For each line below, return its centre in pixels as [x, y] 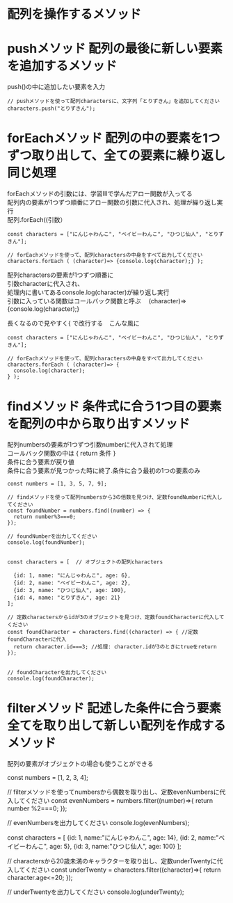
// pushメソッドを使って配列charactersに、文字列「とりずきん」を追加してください [114, 102]
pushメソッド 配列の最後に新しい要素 [115, 49]
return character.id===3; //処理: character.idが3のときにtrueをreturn [115, 647]
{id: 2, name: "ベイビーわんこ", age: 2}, [72, 583]
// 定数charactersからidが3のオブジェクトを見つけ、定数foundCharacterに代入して [116, 617]
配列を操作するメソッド [74, 14]
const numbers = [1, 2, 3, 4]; [48, 777]
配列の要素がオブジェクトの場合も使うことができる [80, 763]
